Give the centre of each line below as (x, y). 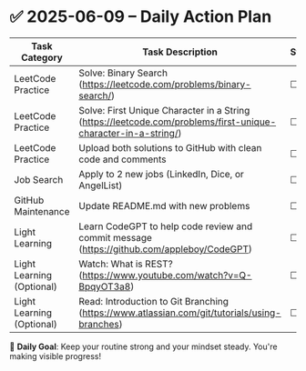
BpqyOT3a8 (105, 286)
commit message (116, 237)
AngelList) (101, 185)
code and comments (122, 159)
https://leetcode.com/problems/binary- (167, 84)
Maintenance (42, 211)
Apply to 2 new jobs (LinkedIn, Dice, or (161, 174)
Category (42, 57)
